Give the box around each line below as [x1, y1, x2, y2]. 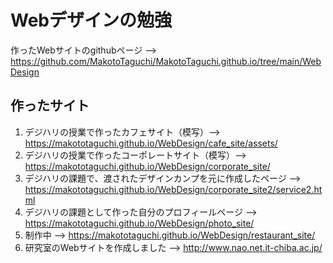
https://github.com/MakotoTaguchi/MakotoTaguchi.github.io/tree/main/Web [10, 55, 322, 67]
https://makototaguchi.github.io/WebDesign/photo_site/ [24, 217, 255, 229]
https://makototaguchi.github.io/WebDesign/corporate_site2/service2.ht [24, 183, 323, 195]
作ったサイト [10, 97, 90, 115]
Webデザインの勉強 [10, 9, 172, 32]
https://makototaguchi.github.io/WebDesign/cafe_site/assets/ [24, 137, 278, 149]
